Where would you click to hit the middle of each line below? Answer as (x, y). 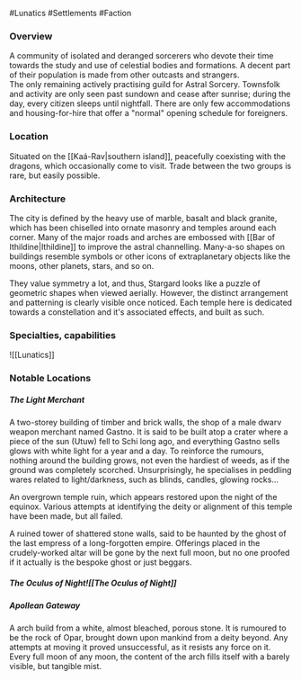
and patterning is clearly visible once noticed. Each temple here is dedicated (151, 302)
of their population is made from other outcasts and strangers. (124, 75)
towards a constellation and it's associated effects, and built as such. (137, 312)
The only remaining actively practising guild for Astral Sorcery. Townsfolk (145, 85)
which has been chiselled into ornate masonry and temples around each (143, 228)
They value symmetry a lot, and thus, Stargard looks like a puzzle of (135, 283)
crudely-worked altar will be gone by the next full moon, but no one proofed (150, 553)
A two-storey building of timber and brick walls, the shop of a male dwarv (146, 423)
